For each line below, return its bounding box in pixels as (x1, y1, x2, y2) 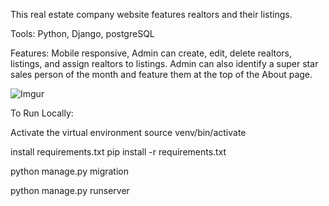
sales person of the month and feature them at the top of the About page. (10, 69, 313, 80)
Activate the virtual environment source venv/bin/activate (10, 127, 247, 138)
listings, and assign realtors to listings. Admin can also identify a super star (10, 58, 319, 69)
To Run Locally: (10, 107, 74, 119)
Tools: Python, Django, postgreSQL (10, 28, 155, 39)
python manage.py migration (10, 165, 129, 177)
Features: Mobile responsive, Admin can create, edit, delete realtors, (10, 47, 293, 59)
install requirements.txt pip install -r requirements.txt (10, 146, 227, 158)
